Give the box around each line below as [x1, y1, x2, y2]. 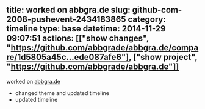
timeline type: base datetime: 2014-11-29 [6, 24, 166, 34]
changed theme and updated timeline [15, 89, 110, 96]
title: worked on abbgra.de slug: [6, 5, 131, 15]
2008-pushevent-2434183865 [6, 15, 126, 25]
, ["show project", [128, 52, 198, 62]
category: [128, 15, 166, 25]
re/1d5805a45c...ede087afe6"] [6, 52, 129, 62]
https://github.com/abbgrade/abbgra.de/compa [10, 42, 199, 53]
